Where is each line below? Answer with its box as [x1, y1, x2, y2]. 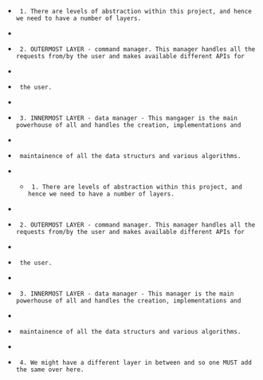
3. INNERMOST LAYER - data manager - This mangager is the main [19, 114, 237, 122]
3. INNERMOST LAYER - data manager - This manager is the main [19, 290, 234, 298]
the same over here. [15, 366, 84, 374]
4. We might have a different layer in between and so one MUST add [19, 358, 253, 366]
